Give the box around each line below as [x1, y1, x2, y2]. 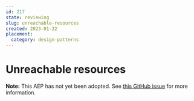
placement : [5, 31, 33, 37]
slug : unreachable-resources [5, 20, 79, 26]
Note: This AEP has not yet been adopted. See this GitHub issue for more [5, 82, 188, 90]
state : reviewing [5, 14, 50, 20]
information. [5, 88, 36, 96]
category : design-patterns [11, 37, 79, 43]
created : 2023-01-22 [5, 25, 58, 32]
